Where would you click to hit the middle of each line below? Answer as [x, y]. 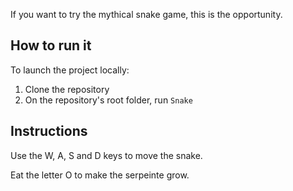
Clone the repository [67, 89]
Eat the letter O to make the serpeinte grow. [100, 175]
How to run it [51, 45]
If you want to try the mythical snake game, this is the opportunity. [146, 14]
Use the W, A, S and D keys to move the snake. [106, 155]
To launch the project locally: [70, 70]
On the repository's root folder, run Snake [108, 100]
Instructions [49, 131]
